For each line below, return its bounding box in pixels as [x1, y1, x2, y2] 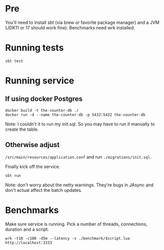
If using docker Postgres [5, 95, 83, 103]
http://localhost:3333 [5, 240, 52, 245]
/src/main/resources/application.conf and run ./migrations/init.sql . [5, 154, 152, 160]
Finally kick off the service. [5, 164, 61, 169]
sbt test [5, 58, 23, 64]
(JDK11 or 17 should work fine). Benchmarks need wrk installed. [5, 24, 135, 30]
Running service [5, 75, 75, 86]
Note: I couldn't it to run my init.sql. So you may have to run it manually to [5, 121, 155, 127]
